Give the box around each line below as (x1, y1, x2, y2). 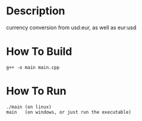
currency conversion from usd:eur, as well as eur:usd (6, 24, 137, 31)
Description (6, 4, 65, 18)
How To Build (6, 45, 72, 58)
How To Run (6, 85, 67, 98)
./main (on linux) (6, 104, 52, 110)
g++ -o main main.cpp (6, 64, 60, 70)
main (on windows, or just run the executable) (6, 109, 132, 115)
